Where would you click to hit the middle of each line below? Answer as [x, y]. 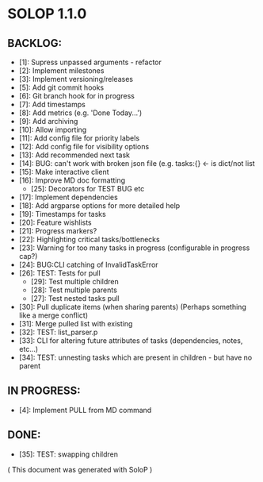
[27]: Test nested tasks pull [75, 298]
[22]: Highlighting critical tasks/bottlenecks [89, 239]
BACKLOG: [35, 43]
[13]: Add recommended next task [74, 155]
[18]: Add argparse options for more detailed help [99, 206]
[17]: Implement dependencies [68, 197]
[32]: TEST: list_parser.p [58, 332]
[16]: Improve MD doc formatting [72, 180]
